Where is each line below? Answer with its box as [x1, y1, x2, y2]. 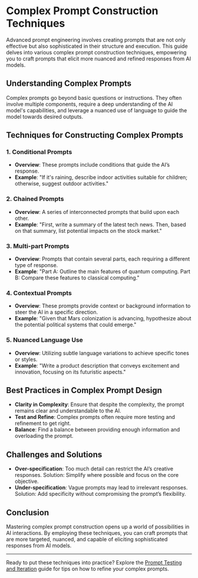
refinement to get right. [14, 420, 71, 427]
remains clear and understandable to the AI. [14, 407, 121, 414]
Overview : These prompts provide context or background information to [14, 303, 191, 310]
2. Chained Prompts [6, 195, 64, 203]
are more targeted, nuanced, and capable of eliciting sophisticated [6, 536, 168, 543]
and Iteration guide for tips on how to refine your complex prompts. [6, 566, 169, 573]
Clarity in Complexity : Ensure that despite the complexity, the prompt [14, 401, 184, 408]
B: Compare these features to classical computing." [14, 274, 140, 281]
